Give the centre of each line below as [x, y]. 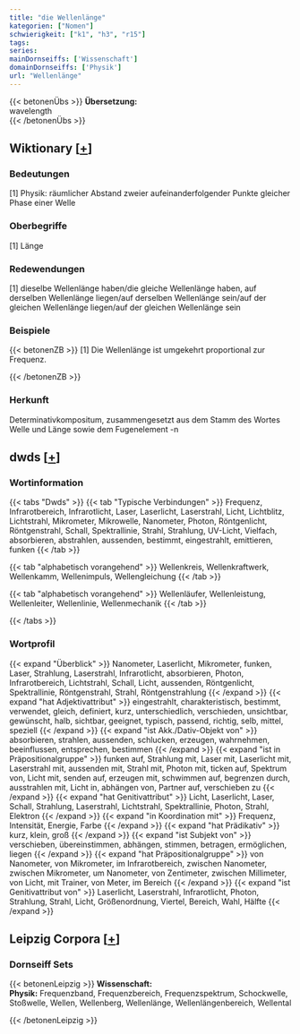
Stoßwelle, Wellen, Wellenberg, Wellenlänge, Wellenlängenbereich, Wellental [150, 1003]
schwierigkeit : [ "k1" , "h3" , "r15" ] [77, 34]
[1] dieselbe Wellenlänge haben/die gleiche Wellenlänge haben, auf [133, 288]
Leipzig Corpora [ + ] [65, 939]
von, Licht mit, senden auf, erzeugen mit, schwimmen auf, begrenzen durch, [150, 778]
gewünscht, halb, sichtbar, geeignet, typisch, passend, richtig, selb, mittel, [146, 721]
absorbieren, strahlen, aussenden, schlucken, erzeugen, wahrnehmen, [140, 739]
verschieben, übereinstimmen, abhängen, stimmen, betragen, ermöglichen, [148, 844]
